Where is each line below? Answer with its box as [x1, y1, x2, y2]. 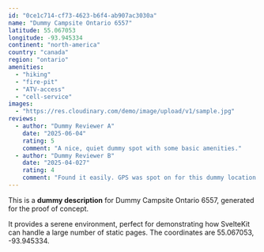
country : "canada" [8, 48, 69, 56]
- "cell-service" [15, 93, 73, 101]
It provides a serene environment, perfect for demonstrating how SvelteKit [8, 219, 251, 228]
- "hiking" [15, 71, 51, 78]
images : [8, 100, 34, 108]
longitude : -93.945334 [8, 33, 83, 42]
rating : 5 [22, 136, 55, 145]
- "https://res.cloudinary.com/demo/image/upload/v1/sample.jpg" [15, 108, 236, 116]
